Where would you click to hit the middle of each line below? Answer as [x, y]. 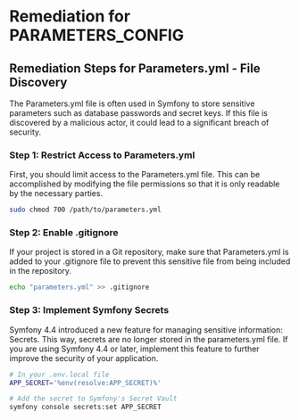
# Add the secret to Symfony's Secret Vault [93, 399]
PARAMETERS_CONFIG [97, 35]
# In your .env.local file [59, 375]
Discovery [38, 82]
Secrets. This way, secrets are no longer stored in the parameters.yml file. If [149, 339]
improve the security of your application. [84, 358]
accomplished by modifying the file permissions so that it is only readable [145, 184]
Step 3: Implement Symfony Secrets [89, 310]
